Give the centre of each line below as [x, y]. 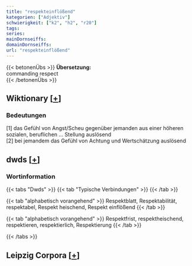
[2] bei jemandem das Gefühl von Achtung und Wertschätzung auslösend [96, 141]
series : [16, 34]
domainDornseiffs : [29, 45]
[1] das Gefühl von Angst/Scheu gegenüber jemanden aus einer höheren [95, 128]
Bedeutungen [26, 115]
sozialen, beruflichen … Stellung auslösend [59, 135]
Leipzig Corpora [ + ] [43, 255]
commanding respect [32, 73]
